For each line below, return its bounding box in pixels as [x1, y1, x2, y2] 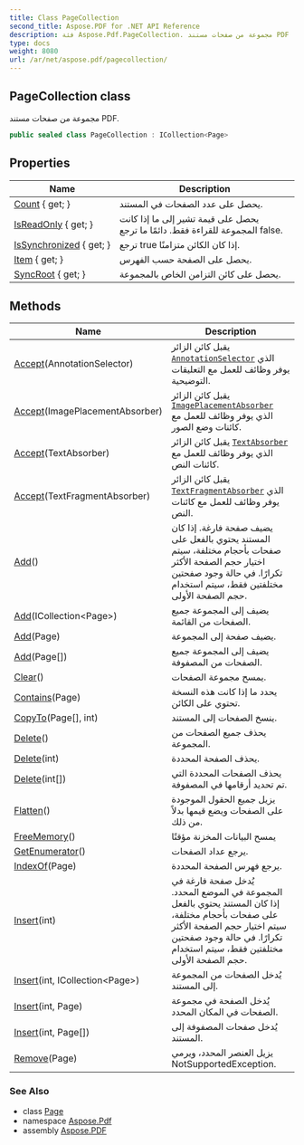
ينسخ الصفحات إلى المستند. [171, 711, 278, 724]
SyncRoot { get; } [14, 268, 86, 281]
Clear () [14, 671, 44, 683]
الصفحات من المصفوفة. [171, 656, 262, 669]
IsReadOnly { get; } [14, 218, 93, 231]
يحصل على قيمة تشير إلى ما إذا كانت [119, 212, 260, 224]
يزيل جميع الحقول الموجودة [171, 793, 276, 806]
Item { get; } [14, 253, 64, 265]
